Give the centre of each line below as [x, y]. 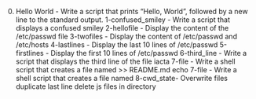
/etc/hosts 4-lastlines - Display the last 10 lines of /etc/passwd [117, 45]
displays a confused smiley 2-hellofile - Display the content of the [122, 28]
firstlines [30, 53]
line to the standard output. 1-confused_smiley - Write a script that [123, 20]
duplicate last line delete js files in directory [86, 86]
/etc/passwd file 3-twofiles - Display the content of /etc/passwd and [126, 36]
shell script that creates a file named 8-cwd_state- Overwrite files [121, 78]
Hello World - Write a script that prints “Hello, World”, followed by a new [132, 11]
